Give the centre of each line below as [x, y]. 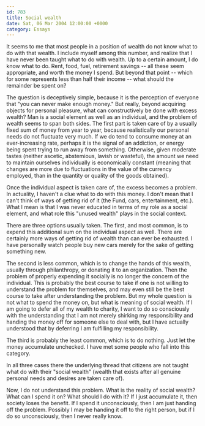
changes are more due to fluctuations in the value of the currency [89, 169]
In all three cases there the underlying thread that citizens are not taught [97, 365]
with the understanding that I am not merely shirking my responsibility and [100, 316]
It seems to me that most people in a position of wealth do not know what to [102, 47]
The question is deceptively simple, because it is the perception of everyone [102, 97]
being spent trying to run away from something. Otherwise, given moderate [101, 150]
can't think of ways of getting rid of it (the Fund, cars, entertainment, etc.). [100, 200]
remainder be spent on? [36, 86]
